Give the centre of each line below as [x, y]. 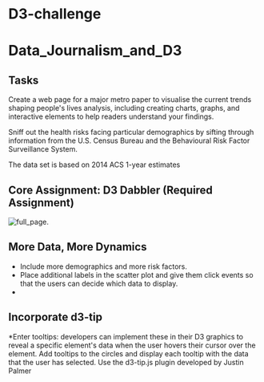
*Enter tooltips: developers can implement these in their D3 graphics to [126, 336]
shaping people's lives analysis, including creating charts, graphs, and [124, 108]
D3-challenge [55, 14]
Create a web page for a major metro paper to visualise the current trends [130, 100]
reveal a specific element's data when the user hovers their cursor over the [132, 345]
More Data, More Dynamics [78, 247]
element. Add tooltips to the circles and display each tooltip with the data [129, 353]
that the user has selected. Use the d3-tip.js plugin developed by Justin [126, 362]
